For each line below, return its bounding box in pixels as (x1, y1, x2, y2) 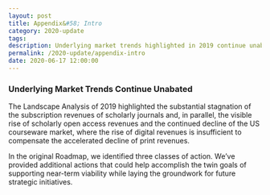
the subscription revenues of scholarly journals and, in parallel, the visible (8, 110, 252, 120)
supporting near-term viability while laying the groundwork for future (8, 168, 236, 178)
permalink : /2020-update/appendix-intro (8, 49, 146, 57)
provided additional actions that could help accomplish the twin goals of (8, 160, 247, 170)
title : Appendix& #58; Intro (8, 19, 103, 27)
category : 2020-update (8, 27, 84, 35)
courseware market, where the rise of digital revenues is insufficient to (8, 127, 243, 137)
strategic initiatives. (8, 177, 73, 187)
